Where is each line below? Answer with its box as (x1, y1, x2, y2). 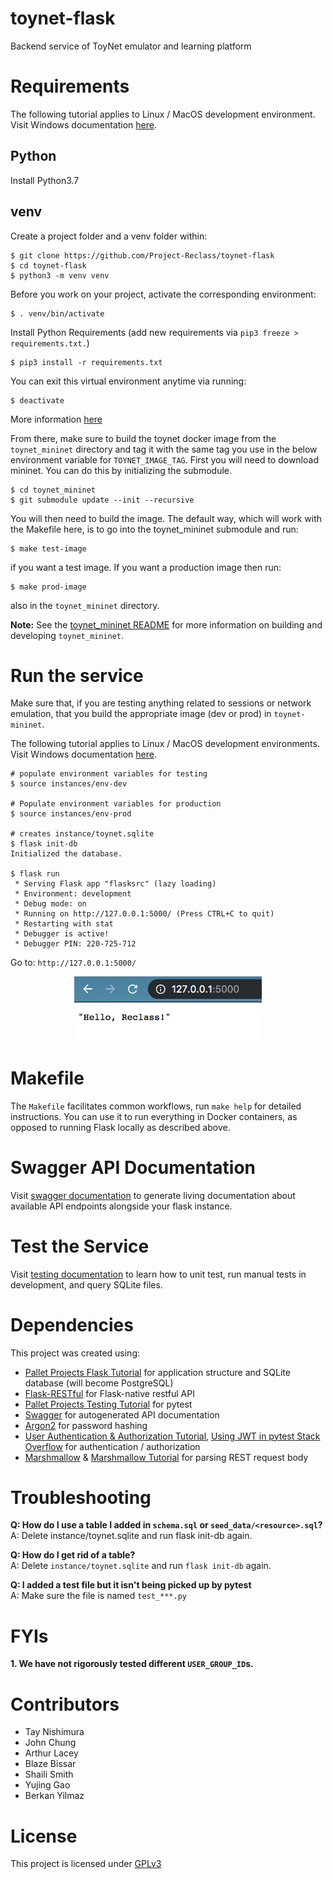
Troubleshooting (10, 1486, 152, 1509)
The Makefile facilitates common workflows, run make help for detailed (10, 1100, 302, 1112)
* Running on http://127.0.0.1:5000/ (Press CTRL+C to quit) (14, 909, 275, 919)
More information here (10, 413, 103, 425)
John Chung (24, 1737, 77, 1749)
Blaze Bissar (24, 1758, 77, 1770)
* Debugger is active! (14, 929, 110, 939)
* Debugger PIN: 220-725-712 (14, 939, 137, 949)
